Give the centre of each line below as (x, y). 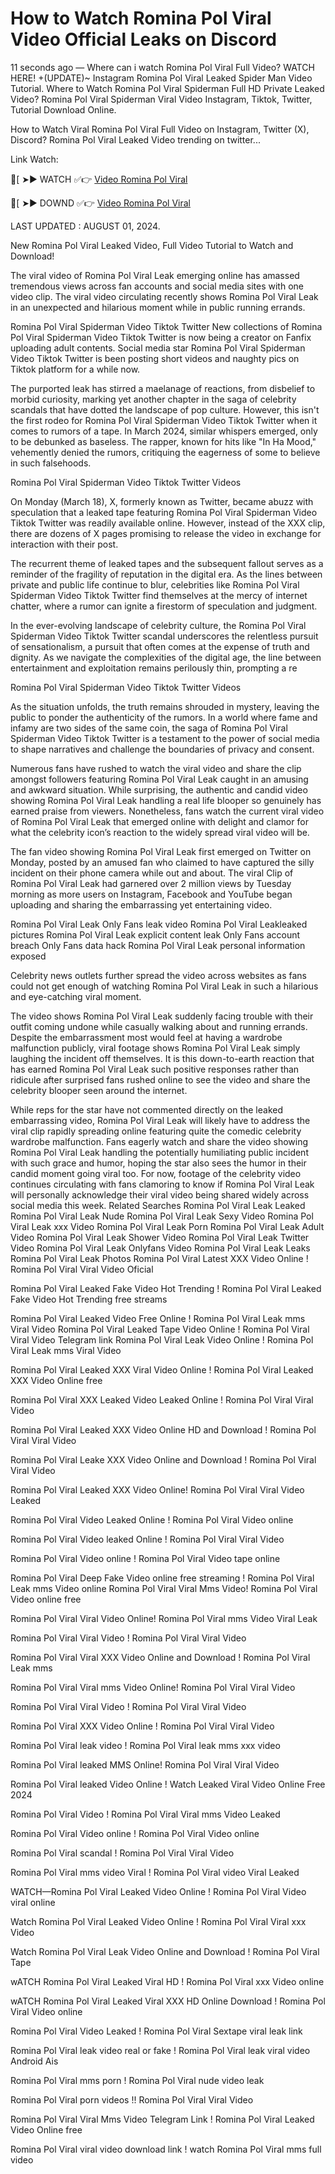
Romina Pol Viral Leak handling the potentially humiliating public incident (159, 1152)
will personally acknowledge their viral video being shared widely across (160, 1194)
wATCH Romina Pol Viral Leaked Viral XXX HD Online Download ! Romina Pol (168, 2001)
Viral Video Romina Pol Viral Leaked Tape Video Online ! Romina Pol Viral (160, 1329)
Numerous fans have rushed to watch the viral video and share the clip (156, 768)
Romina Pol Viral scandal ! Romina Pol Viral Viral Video (122, 1853)
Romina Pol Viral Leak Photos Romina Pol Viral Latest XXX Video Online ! (159, 1258)
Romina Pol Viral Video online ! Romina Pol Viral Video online (135, 1833)
